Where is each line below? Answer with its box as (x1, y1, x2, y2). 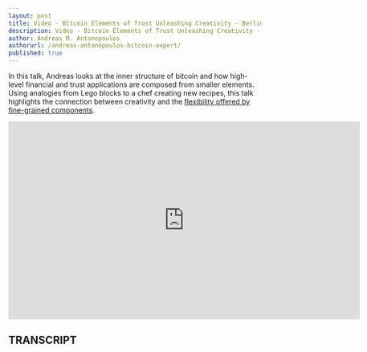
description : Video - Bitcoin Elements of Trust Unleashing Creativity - (8, 27, 261, 35)
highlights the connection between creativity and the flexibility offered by (8, 97, 251, 106)
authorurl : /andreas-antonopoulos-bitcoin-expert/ (8, 42, 181, 50)
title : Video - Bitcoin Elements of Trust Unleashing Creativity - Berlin (8, 19, 264, 27)
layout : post (8, 11, 52, 20)
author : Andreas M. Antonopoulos (8, 34, 120, 43)
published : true (8, 49, 63, 57)
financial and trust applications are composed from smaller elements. (25, 80, 255, 89)
